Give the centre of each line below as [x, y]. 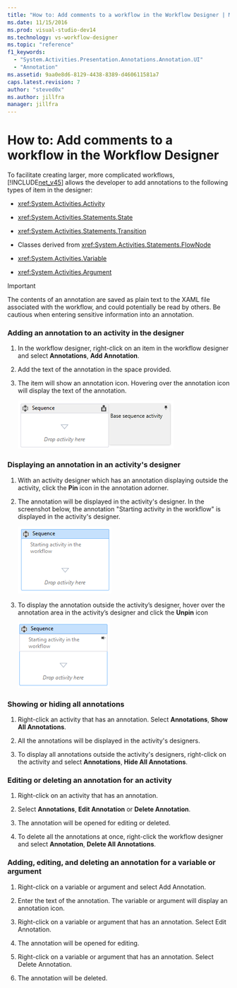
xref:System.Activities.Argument [65, 272]
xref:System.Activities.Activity [61, 204]
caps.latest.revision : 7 [44, 82]
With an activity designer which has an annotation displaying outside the [123, 480]
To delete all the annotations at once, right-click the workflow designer [120, 837]
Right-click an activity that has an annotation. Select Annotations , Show [122, 719]
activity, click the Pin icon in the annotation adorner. [93, 487]
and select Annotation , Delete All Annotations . [87, 844]
